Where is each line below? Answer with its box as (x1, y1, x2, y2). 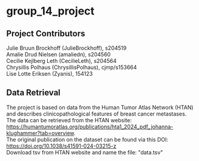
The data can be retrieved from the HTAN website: (6, 116, 132, 123)
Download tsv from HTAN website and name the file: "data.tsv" (6, 148, 163, 156)
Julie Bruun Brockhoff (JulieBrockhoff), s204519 (6, 44, 127, 51)
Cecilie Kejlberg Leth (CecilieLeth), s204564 (6, 57, 117, 64)
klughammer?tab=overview (6, 129, 74, 137)
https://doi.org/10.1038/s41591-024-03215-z (6, 142, 117, 149)
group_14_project (6, 4, 95, 18)
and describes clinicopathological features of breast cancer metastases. (6, 110, 187, 117)
